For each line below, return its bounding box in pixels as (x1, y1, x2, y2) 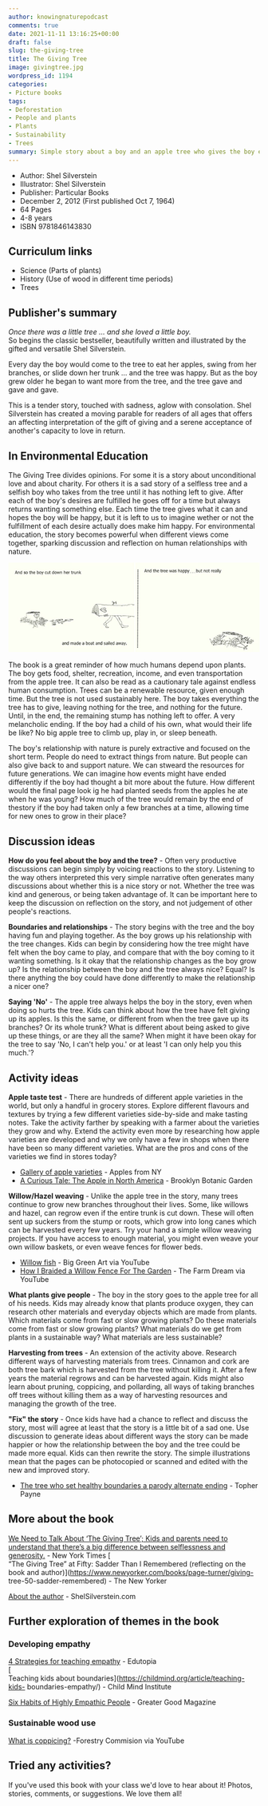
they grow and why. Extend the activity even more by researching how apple (8, 1126, 260, 1136)
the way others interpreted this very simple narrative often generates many (8, 873, 254, 883)
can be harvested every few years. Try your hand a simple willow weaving (8, 1225, 252, 1234)
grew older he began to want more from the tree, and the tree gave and (8, 376, 242, 387)
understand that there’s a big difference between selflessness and (8, 1542, 226, 1551)
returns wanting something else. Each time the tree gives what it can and (8, 504, 248, 514)
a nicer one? (8, 982, 49, 991)
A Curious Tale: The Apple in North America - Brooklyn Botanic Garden (19, 1175, 254, 1185)
